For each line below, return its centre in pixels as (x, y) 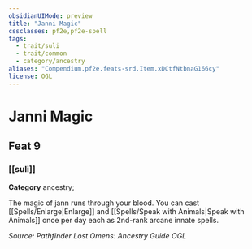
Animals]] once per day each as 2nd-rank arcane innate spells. (114, 220)
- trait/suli (38, 46)
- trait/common (41, 54)
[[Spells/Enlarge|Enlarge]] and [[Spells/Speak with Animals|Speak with (126, 211)
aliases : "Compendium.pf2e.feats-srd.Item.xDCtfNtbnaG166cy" (114, 69)
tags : (17, 39)
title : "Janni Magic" (45, 24)
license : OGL (30, 76)
